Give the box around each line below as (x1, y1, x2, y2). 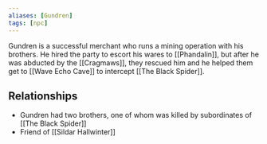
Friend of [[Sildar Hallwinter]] (19, 127, 116, 137)
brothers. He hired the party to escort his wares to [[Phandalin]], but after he (8, 49, 259, 59)
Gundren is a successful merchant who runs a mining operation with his (8, 41, 244, 50)
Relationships (8, 89, 78, 103)
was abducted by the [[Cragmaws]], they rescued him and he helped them (8, 57, 253, 68)
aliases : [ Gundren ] (8, 11, 73, 20)
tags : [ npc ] (8, 19, 48, 27)
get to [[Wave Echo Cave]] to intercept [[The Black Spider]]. (8, 66, 205, 76)
